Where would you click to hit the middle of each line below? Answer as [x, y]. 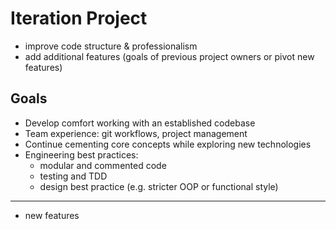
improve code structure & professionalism [111, 46]
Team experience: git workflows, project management [136, 133]
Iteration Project [79, 18]
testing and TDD [73, 176]
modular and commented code [103, 165]
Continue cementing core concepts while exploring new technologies [168, 144]
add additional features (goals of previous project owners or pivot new [169, 56]
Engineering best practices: [81, 154]
